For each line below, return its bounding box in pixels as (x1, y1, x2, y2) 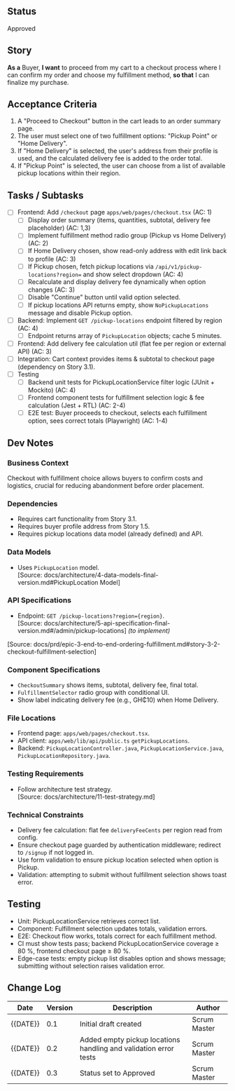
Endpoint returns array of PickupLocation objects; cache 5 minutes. (27, 331, 222, 339)
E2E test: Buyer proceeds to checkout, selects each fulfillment (27, 409, 208, 417)
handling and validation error (79, 1043, 175, 1053)
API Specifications (7, 595, 72, 605)
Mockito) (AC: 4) (27, 386, 76, 395)
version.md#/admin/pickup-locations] (17, 626, 127, 635)
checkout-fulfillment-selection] (7, 647, 97, 656)
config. (17, 834, 38, 842)
